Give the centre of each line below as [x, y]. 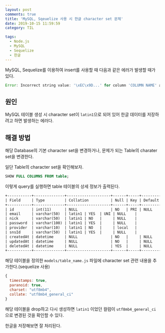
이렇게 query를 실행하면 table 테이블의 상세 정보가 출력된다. [63, 186]
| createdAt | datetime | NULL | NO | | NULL [79, 237]
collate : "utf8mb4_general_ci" [41, 294]
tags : [11, 37]
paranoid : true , [26, 285]
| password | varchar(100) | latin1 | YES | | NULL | [71, 223]
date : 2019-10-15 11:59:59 [33, 23]
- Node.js [19, 42]
